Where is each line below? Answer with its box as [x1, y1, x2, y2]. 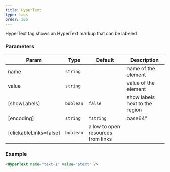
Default [96, 56, 114, 63]
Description [130, 56, 159, 63]
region [126, 106, 142, 113]
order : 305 [5, 17, 28, 22]
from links [88, 135, 112, 142]
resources [88, 129, 113, 136]
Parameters [5, 43, 34, 50]
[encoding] [8, 114, 34, 122]
